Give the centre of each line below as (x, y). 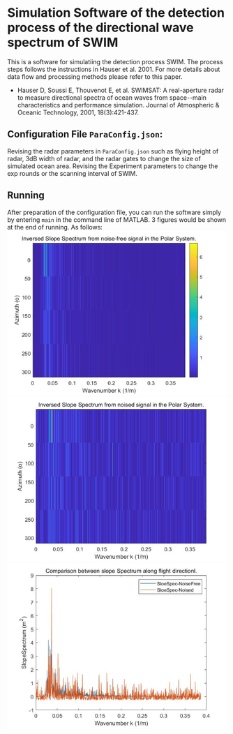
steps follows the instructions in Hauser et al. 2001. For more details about (114, 69)
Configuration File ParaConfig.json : (85, 134)
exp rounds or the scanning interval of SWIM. (73, 173)
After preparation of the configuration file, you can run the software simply (114, 212)
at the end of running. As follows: (55, 227)
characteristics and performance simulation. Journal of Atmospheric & (118, 105)
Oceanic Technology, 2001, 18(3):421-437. (78, 112)
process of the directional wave (100, 28)
